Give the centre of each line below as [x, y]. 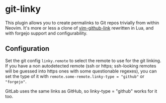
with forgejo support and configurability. [46, 33]
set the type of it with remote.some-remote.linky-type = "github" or [75, 76]
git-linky [23, 9]
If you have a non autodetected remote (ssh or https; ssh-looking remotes [81, 66]
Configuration [27, 49]
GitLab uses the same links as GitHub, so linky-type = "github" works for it [81, 91]
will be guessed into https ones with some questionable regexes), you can [81, 71]
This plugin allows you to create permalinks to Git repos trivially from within [82, 23]
